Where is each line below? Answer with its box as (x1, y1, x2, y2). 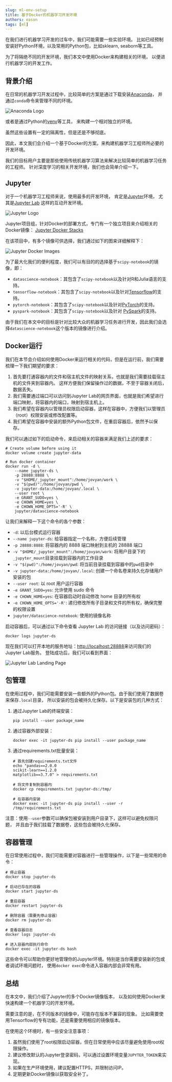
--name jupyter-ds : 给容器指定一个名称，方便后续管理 (12, 535, 126, 542)
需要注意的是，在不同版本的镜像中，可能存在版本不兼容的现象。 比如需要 (5, 1011, 159, 1017)
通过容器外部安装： (12, 727, 54, 734)
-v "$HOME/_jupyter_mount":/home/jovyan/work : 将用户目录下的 (12, 548, 146, 554)
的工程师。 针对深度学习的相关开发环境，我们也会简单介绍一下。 (5, 164, 141, 170)
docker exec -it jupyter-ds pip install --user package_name (12, 738, 146, 743)
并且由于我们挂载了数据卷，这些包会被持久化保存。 (15, 821, 123, 827)
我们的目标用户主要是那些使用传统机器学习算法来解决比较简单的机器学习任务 (5, 157, 167, 164)
